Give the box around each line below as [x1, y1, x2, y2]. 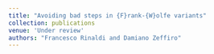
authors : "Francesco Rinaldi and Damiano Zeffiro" [8, 33, 182, 42]
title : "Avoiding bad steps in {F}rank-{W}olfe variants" [8, 11, 207, 20]
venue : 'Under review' [8, 26, 84, 34]
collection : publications [8, 19, 95, 27]
